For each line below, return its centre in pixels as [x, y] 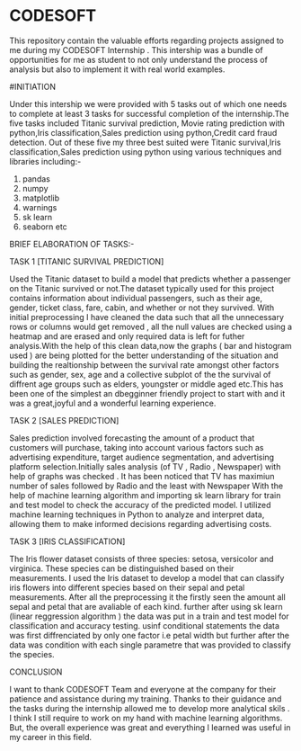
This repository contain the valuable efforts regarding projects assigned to [147, 40]
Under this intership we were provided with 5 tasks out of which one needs [148, 103]
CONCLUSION [36, 672]
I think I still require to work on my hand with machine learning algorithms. [146, 718]
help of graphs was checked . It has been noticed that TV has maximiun [142, 476]
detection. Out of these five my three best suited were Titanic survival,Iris [145, 142]
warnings [40, 207]
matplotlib [41, 198]
